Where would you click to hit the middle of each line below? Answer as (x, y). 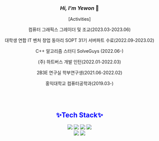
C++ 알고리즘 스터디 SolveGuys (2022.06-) (79, 51)
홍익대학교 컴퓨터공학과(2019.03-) (79, 84)
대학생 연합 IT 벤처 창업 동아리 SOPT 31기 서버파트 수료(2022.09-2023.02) (79, 41)
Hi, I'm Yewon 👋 (79, 8)
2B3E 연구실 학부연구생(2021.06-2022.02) (79, 73)
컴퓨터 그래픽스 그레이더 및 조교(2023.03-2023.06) (79, 29)
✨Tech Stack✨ (79, 115)
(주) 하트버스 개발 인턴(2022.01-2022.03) (79, 62)
